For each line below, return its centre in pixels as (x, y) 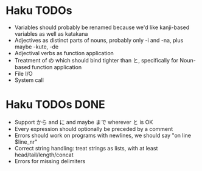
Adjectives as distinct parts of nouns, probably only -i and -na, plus (99, 40)
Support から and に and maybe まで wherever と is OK (84, 122)
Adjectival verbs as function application (64, 53)
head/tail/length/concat (44, 155)
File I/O (23, 73)
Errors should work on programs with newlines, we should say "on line (103, 135)
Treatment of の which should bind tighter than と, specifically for (96, 60)
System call (29, 80)
